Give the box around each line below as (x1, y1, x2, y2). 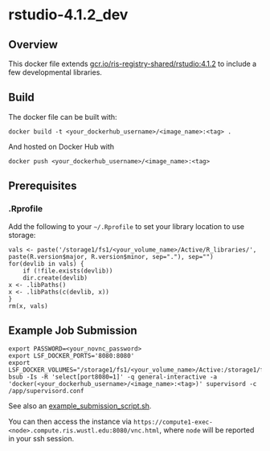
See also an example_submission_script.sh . (8, 401, 152, 411)
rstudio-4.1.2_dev (8, 6, 129, 24)
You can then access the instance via (8, 416, 133, 427)
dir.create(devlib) (22, 273, 88, 282)
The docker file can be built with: (8, 112, 118, 121)
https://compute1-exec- (133, 418, 213, 427)
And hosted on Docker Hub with (8, 141, 115, 151)
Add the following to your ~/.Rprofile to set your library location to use (8, 221, 245, 231)
